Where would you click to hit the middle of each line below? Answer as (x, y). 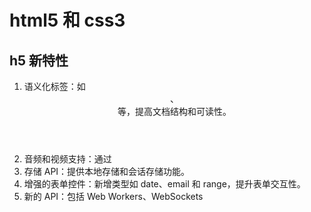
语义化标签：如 (54, 86)
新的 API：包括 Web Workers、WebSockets (113, 196)
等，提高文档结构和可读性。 (174, 111)
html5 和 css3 (67, 20)
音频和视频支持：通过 (67, 159)
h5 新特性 (39, 60)
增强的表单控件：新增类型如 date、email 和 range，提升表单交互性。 (164, 184)
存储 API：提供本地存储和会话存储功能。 (107, 171)
